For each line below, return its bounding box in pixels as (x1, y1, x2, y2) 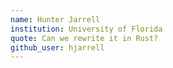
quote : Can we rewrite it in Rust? (10, 33, 159, 43)
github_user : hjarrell (10, 42, 105, 53)
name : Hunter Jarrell (10, 14, 101, 25)
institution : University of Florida (10, 24, 163, 34)
